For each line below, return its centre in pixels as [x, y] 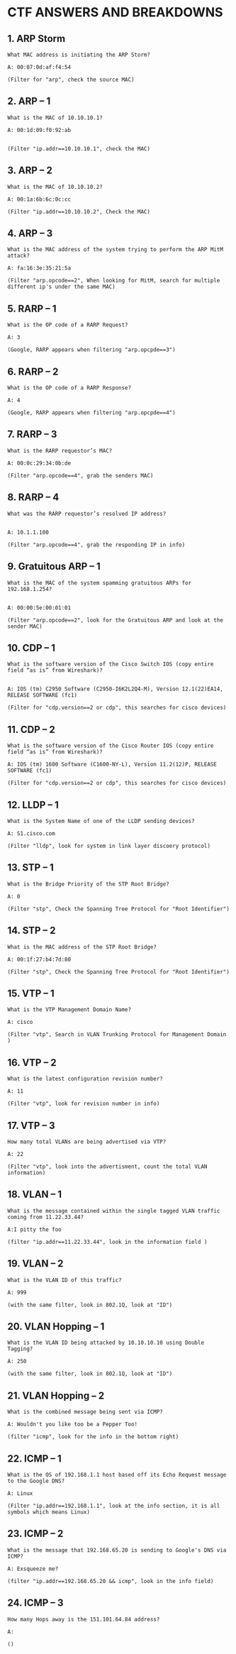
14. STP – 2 [32, 931]
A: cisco [20, 1022]
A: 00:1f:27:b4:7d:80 [39, 959]
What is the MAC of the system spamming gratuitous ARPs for [100, 583]
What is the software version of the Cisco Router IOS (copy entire [111, 746]
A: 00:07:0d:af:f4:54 [39, 67]
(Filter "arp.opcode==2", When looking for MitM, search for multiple [114, 281]
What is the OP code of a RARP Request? [68, 325]
